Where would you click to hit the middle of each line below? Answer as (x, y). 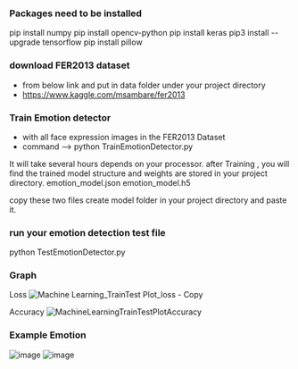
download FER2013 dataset (70, 65)
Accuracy (27, 312)
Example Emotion (48, 335)
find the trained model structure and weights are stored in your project (138, 173)
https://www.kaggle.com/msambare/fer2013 (103, 94)
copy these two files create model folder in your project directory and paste (148, 200)
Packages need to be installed (76, 13)
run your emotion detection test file (88, 232)
